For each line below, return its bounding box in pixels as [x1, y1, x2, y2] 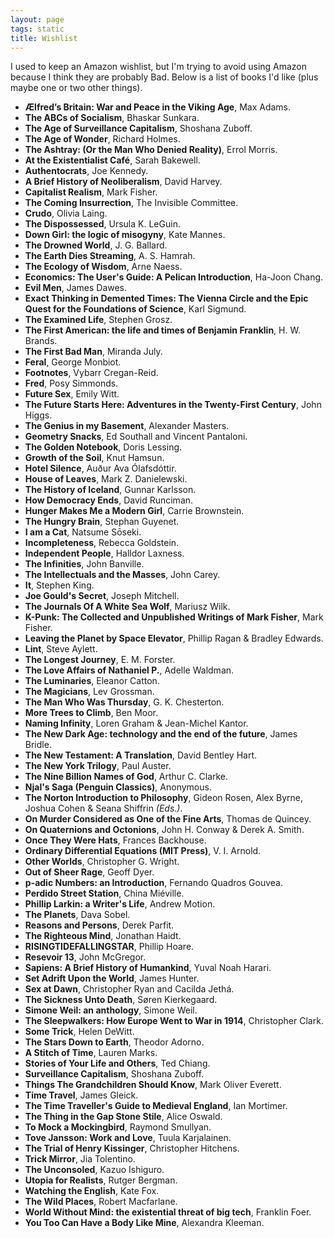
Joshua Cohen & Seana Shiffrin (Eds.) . [24, 802, 183, 815]
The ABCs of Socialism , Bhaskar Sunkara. [24, 112, 200, 124]
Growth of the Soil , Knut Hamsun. [24, 452, 165, 464]
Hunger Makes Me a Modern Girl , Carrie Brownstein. [24, 505, 245, 517]
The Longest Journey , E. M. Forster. [24, 654, 176, 666]
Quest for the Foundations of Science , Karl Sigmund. [24, 303, 247, 315]
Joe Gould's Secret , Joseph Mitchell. [24, 590, 180, 602]
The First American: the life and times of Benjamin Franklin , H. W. [24, 324, 301, 336]
